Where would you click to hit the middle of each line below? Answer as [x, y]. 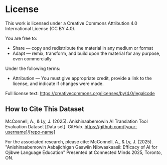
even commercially [32, 58]
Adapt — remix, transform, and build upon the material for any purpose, [86, 53]
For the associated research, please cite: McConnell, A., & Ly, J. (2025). [79, 141]
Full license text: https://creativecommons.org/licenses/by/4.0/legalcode [80, 93]
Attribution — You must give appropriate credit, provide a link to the [82, 78]
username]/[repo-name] [30, 132]
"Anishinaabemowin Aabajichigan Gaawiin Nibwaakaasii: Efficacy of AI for [81, 147]
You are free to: [21, 38]
